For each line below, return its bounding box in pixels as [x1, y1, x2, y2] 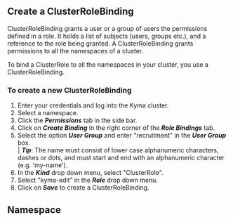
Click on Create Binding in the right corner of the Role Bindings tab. [17, 124, 215, 132]
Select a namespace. [17, 109, 79, 117]
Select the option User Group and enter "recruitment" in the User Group [17, 131, 227, 140]
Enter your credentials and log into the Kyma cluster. [17, 101, 169, 110]
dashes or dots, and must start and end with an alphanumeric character [17, 154, 225, 162]
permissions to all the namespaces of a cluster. [7, 46, 144, 55]
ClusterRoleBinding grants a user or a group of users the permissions [7, 24, 208, 32]
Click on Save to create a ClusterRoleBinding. [17, 183, 149, 192]
